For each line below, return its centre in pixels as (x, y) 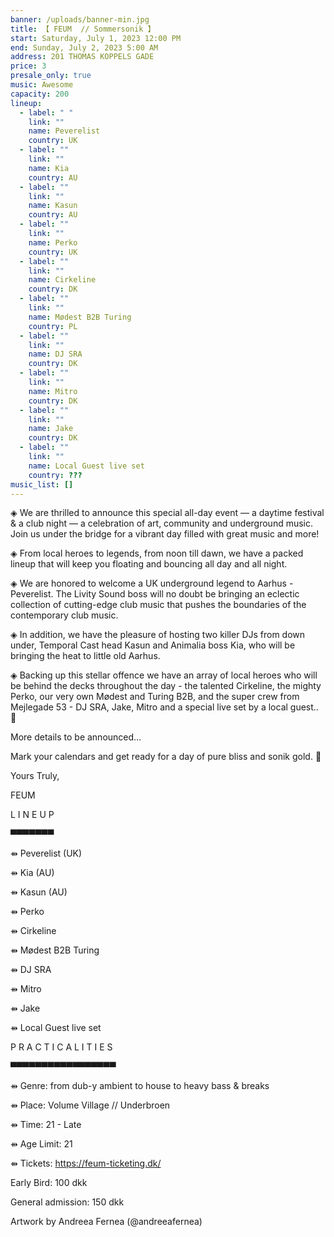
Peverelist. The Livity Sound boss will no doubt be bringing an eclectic (155, 594)
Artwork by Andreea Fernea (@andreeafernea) (106, 1222)
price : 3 (28, 66)
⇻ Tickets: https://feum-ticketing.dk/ (86, 1163)
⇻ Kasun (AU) (39, 892)
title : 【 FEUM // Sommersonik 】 (83, 29)
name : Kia (49, 168)
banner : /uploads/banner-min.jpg (80, 19)
